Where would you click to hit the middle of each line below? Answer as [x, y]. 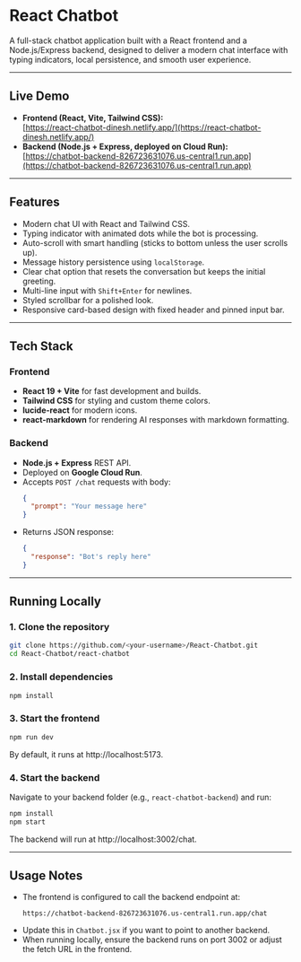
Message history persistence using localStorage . [113, 262]
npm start [28, 822]
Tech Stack [41, 346]
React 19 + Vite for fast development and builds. [112, 391]
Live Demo [39, 96]
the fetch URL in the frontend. [77, 949]
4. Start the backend [55, 777]
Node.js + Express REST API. [77, 462]
